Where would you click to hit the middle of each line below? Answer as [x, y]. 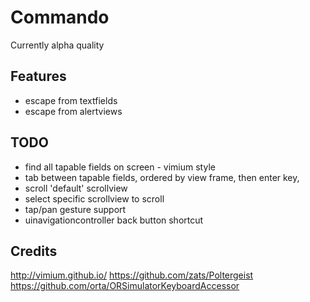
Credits [34, 251]
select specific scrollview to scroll [94, 198]
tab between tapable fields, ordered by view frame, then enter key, [162, 177]
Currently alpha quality [57, 45]
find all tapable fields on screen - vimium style [120, 167]
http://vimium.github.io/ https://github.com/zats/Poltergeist [132, 275]
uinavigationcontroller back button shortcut [114, 220]
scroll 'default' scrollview [76, 188]
